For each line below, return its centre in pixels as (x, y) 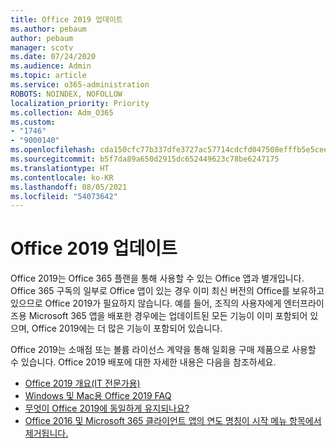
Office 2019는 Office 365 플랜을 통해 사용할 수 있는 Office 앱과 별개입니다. (157, 278)
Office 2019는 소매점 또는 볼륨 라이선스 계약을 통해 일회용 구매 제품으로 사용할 (163, 350)
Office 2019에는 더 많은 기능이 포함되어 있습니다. (127, 328)
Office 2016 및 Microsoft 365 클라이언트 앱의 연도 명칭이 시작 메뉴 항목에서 (173, 421)
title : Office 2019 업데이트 (66, 19)
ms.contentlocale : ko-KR (62, 177)
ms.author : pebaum (48, 29)
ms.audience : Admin (51, 66)
